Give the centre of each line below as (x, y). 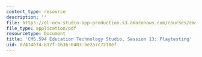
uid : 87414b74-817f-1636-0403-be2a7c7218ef (62, 45)
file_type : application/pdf (41, 28)
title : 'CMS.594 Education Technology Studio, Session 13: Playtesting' (99, 39)
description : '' (26, 17)
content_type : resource (36, 12)
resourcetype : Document (36, 34)
